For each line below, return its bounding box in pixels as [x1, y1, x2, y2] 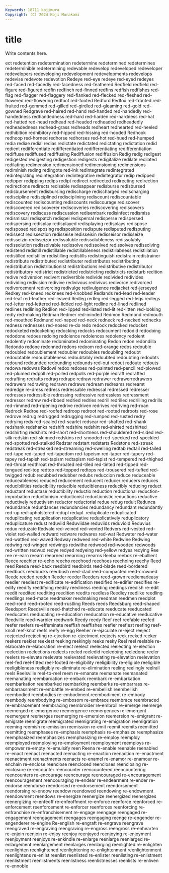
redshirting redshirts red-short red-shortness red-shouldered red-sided [5, 429, 154, 436]
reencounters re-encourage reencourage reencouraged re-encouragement [5, 772, 161, 778]
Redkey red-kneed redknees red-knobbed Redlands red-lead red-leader [5, 290, 155, 296]
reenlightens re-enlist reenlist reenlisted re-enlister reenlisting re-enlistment [5, 852, 162, 858]
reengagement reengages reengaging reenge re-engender [32, 815, 154, 821]
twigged [5, 472, 23, 479]
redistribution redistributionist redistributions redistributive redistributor [5, 263, 153, 270]
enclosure [5, 767, 26, 773]
